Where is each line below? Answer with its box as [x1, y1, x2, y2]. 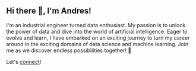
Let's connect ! [6, 58, 42, 65]
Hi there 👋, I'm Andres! [6, 6, 91, 16]
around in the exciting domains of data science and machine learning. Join [6, 40, 189, 47]
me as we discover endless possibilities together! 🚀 [6, 47, 132, 54]
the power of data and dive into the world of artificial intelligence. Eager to [6, 28, 188, 35]
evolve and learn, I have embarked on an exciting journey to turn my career [6, 34, 190, 41]
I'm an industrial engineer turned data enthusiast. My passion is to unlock [6, 21, 186, 28]
